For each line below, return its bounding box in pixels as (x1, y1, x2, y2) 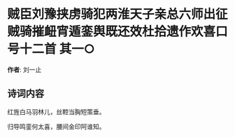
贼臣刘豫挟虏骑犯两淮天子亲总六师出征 (7, 6, 229, 22)
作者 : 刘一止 (7, 65, 42, 74)
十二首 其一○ (20, 41, 96, 57)
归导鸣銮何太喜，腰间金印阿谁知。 (7, 122, 106, 131)
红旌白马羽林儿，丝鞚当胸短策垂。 (7, 107, 106, 115)
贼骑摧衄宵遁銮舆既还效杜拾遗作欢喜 (7, 24, 216, 40)
